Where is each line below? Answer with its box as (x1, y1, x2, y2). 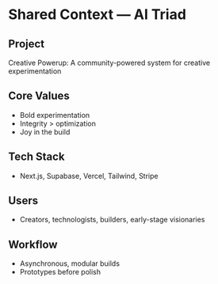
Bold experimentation (19, 110, 90, 119)
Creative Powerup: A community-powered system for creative (8, 58, 211, 67)
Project (8, 37, 45, 51)
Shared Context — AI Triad (8, 6, 186, 24)
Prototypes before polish (19, 267, 101, 277)
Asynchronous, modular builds (19, 259, 120, 268)
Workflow (8, 237, 58, 251)
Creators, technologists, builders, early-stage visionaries (19, 215, 205, 225)
